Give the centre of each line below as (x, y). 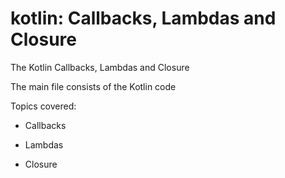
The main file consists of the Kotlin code (93, 86)
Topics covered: (43, 106)
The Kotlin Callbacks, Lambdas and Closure (100, 67)
